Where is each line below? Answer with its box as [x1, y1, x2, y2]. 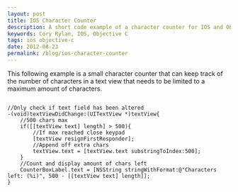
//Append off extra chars [33, 141, 110, 149]
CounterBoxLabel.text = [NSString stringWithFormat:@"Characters [20, 166, 217, 174]
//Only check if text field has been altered [7, 104, 144, 111]
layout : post [7, 10, 46, 18]
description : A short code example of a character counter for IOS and [7, 23, 223, 30]
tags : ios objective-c [7, 37, 74, 44]
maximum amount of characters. [7, 84, 103, 93]
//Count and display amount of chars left [20, 160, 147, 167]
